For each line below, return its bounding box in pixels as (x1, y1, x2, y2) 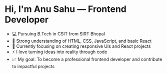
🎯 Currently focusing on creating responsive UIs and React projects (11, 43, 151, 49)
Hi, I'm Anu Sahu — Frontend (4, 3, 127, 15)
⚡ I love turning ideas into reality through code (11, 49, 107, 55)
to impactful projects (11, 63, 55, 69)
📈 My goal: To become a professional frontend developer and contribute (11, 56, 162, 62)
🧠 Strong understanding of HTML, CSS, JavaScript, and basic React (11, 38, 152, 44)
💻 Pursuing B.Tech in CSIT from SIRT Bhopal (11, 31, 105, 37)
